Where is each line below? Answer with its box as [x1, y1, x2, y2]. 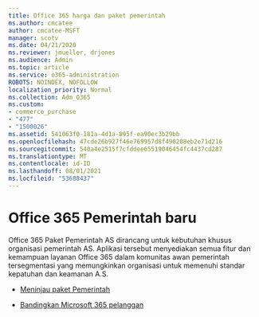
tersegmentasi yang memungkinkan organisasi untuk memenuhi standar [8, 260, 245, 270]
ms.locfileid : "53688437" [8, 174, 94, 183]
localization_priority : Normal [8, 85, 112, 94]
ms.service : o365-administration [8, 71, 120, 79]
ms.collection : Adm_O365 [8, 93, 91, 101]
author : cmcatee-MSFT [8, 26, 80, 34]
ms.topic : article [8, 64, 69, 72]
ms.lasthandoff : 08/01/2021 [8, 167, 102, 175]
